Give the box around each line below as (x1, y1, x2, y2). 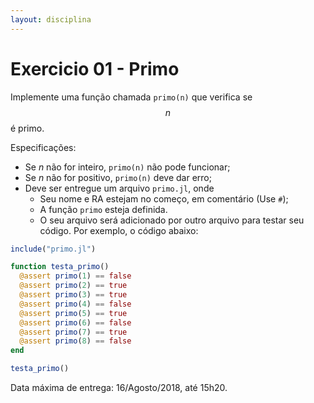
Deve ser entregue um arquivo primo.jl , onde (24, 182, 215, 194)
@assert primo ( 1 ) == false (19, 271, 132, 281)
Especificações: (10, 141, 77, 153)
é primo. (10, 122, 45, 134)
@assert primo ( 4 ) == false (19, 299, 132, 309)
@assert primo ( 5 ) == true (19, 308, 128, 318)
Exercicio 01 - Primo (10, 57, 180, 80)
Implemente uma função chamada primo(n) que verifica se (10, 91, 253, 103)
